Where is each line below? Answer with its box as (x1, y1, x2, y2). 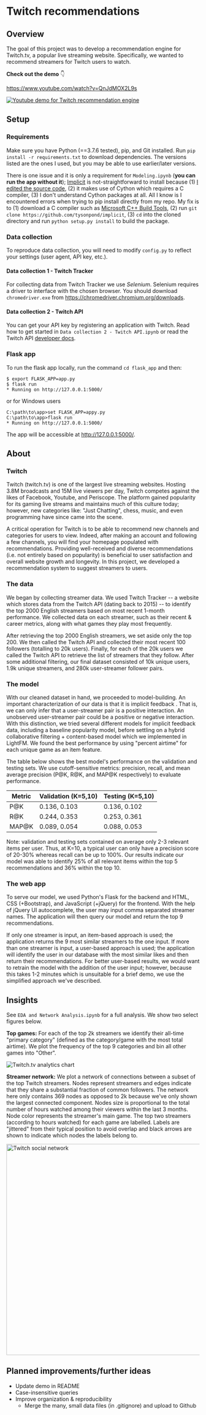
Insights (6, 995, 39, 1005)
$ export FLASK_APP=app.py (6, 376, 75, 382)
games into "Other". (6, 1049, 56, 1057)
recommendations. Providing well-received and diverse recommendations (6, 545, 193, 552)
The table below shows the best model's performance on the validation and (6, 757, 197, 765)
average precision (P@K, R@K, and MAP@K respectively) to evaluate (6, 771, 181, 778)
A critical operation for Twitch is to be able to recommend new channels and (6, 525, 199, 532)
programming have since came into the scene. (6, 513, 124, 521)
